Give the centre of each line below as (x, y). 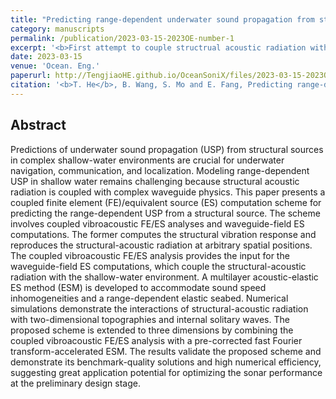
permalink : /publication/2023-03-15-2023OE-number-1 (122, 38)
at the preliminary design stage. (75, 383)
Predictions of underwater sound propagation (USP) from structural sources (167, 149)
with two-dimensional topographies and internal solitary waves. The (150, 319)
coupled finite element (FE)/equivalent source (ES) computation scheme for (166, 202)
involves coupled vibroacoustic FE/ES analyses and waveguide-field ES (157, 223)
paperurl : (31, 76)
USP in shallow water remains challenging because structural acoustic (155, 181)
